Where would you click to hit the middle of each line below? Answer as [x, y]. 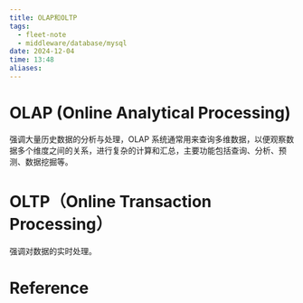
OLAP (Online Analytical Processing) [150, 113]
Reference [49, 288]
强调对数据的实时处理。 [53, 251]
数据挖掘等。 [49, 161]
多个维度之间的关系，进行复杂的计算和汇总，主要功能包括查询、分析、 [147, 150]
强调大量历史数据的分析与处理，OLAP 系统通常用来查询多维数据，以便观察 [148, 139]
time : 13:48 [32, 60]
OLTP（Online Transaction [111, 202]
